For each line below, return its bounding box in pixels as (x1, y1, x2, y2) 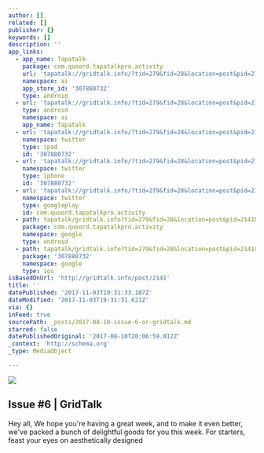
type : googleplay (22, 201, 79, 209)
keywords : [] (8, 33, 51, 42)
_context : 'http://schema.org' (8, 340, 111, 348)
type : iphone (22, 172, 65, 181)
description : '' (8, 41, 61, 49)
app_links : (8, 48, 44, 56)
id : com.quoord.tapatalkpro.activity (22, 209, 146, 217)
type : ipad (22, 143, 58, 151)
